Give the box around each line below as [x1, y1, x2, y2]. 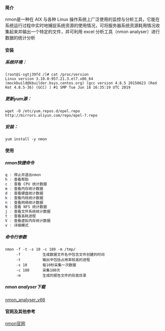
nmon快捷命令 [5, 160, 34, 165]
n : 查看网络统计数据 [5, 200, 43, 205]
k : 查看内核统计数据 [5, 195, 43, 200]
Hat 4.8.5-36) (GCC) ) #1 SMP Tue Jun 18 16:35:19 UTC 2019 [5, 85, 131, 90]
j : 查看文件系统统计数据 [5, 209, 51, 214]
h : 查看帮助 [5, 177, 29, 182]
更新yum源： [5, 96, 32, 102]
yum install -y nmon [5, 136, 48, 141]
